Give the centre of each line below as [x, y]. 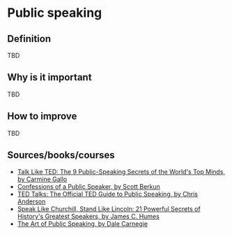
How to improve [42, 116]
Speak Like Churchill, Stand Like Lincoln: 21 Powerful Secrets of [109, 209]
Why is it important [49, 77]
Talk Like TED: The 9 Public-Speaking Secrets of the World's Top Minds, [121, 172]
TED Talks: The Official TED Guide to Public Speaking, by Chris [108, 194]
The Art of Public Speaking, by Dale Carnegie [83, 224]
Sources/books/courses [61, 155]
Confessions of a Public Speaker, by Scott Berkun [88, 187]
